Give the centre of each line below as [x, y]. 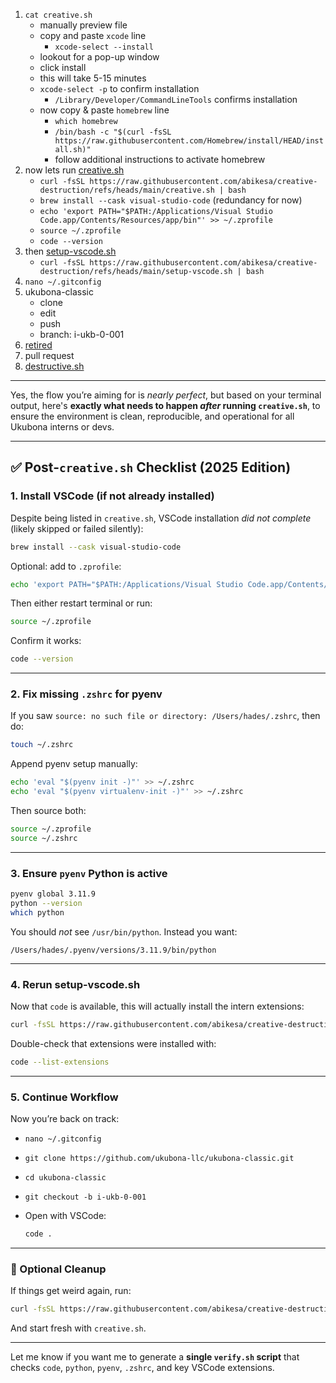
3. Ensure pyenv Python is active [89, 873]
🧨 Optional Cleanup [58, 1269]
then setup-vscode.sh [70, 251]
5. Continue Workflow [64, 1097]
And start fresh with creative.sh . [78, 1328]
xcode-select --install [104, 47]
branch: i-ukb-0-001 [82, 334]
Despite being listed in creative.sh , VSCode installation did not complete [161, 518]
